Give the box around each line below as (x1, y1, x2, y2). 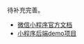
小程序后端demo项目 (17, 30, 77, 37)
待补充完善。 (7, 6, 44, 14)
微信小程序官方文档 (17, 21, 73, 29)
